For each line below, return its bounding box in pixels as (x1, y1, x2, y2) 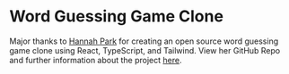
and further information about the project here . (9, 54, 182, 65)
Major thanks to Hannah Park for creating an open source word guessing (9, 36, 279, 46)
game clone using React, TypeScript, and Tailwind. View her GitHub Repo (9, 45, 281, 55)
